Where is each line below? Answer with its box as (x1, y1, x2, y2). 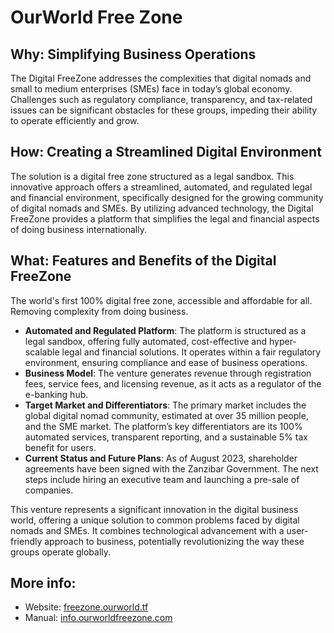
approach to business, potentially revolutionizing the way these (44, 535, 305, 547)
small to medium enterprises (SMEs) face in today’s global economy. (10, 83, 293, 95)
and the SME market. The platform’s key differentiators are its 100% (24, 420, 303, 432)
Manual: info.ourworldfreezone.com (24, 612, 173, 624)
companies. (24, 484, 74, 496)
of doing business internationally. (10, 223, 147, 235)
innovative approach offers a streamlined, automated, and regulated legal (10, 181, 313, 193)
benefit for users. (24, 441, 97, 453)
